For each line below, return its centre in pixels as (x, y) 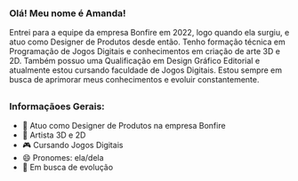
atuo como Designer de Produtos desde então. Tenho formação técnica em (148, 42)
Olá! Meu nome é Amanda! (68, 13)
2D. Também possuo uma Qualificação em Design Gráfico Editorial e (135, 61)
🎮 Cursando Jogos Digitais (72, 146)
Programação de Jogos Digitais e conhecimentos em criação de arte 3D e (145, 51)
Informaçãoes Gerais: (57, 106)
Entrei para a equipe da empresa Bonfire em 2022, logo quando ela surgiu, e (149, 33)
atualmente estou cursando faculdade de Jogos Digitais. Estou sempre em (146, 70)
